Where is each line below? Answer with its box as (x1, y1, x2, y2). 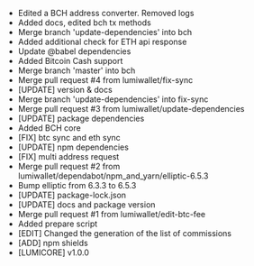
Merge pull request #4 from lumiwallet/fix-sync (17, 75, 194, 85)
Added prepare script (17, 218, 98, 229)
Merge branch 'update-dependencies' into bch (17, 27, 193, 37)
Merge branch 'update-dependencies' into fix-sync (17, 94, 209, 105)
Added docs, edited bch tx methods (17, 17, 151, 28)
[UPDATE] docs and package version (17, 199, 156, 210)
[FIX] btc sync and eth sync (17, 133, 122, 142)
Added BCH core (17, 123, 81, 133)
